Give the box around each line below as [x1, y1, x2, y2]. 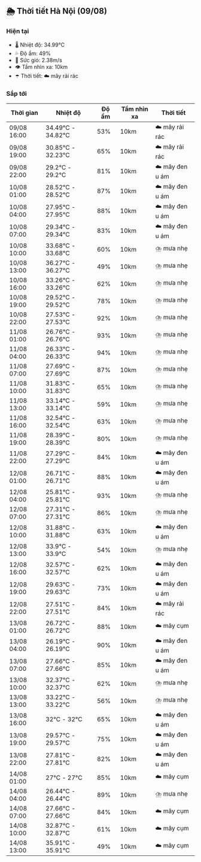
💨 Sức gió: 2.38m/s [14, 56, 63, 63]
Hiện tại [6, 27, 29, 35]
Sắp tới [6, 89, 27, 98]
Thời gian [11, 108, 39, 117]
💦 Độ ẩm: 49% [14, 50, 51, 57]
